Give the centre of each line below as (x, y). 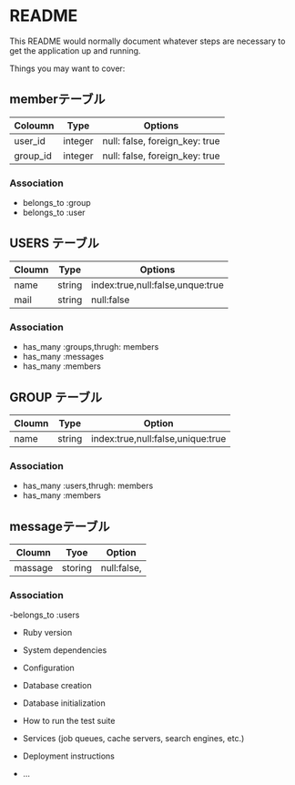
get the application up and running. (75, 50)
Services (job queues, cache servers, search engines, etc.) (133, 739)
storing (77, 568)
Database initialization (64, 703)
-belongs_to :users (45, 615)
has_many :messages (63, 357)
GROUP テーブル (56, 397)
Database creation (57, 686)
